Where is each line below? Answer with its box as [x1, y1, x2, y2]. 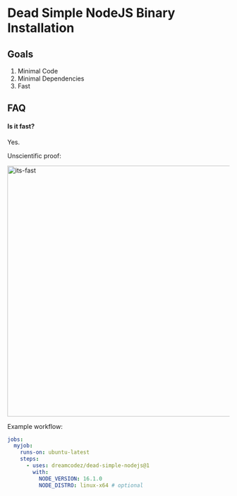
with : [32, 468, 49, 476]
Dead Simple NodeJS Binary [7, 5, 176, 21]
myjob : [13, 442, 33, 449]
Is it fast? [7, 122, 35, 130]
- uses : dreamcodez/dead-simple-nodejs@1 [25, 462, 150, 469]
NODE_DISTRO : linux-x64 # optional [38, 482, 143, 489]
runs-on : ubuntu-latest [20, 449, 90, 456]
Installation [7, 20, 75, 36]
